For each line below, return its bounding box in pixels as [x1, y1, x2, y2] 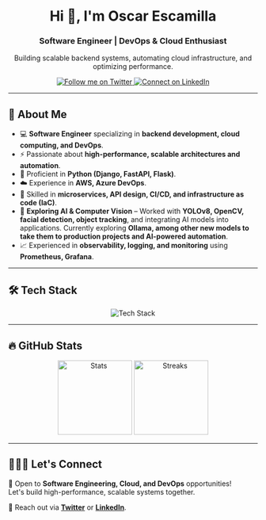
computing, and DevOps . [19, 140, 104, 150]
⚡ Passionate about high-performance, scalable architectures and [19, 150, 241, 159]
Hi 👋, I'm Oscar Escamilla [49, 7, 217, 25]
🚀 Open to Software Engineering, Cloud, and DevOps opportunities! [8, 479, 232, 488]
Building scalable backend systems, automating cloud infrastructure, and [13, 53, 253, 63]
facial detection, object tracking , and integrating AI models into [19, 215, 230, 224]
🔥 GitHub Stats [8, 338, 83, 352]
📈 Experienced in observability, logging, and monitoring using [19, 241, 228, 250]
